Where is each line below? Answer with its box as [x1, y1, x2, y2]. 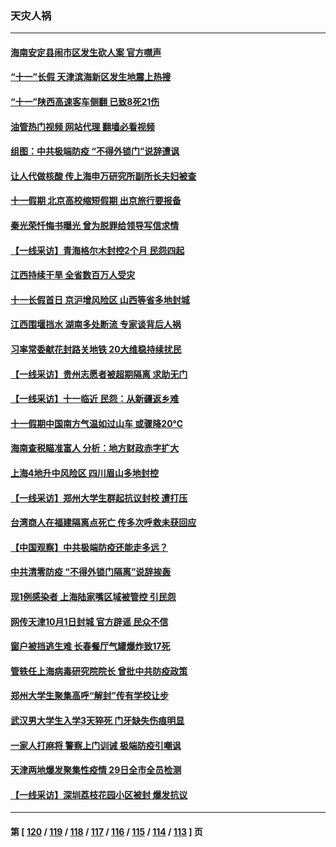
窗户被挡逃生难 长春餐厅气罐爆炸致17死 [10, 640, 171, 652]
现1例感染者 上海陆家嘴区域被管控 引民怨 [10, 590, 177, 602]
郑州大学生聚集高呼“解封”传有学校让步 [10, 690, 170, 702]
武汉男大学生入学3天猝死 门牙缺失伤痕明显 [10, 714, 185, 726]
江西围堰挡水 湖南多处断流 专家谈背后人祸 [10, 318, 182, 331]
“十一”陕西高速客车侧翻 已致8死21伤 [10, 96, 160, 108]
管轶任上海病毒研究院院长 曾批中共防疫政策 [10, 665, 188, 677]
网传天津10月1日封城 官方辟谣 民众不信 [10, 615, 169, 627]
